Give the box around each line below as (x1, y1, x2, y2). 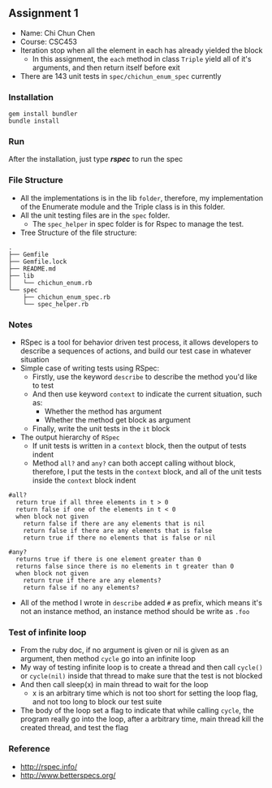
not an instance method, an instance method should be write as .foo (19, 607, 250, 616)
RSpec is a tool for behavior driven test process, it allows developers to (19, 337, 258, 347)
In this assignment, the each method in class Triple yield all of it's (32, 54, 252, 63)
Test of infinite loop (8, 626, 87, 638)
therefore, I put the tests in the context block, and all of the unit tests (32, 467, 262, 476)
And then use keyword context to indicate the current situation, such (32, 389, 262, 399)
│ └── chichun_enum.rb (8, 279, 93, 287)
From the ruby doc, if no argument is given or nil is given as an (19, 645, 230, 655)
